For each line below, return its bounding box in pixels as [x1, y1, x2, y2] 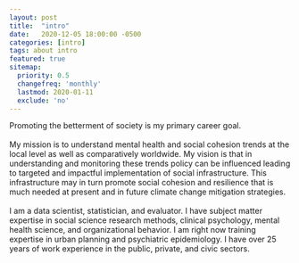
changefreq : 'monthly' [17, 79, 102, 88]
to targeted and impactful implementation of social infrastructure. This [9, 168, 268, 178]
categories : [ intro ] [9, 37, 87, 47]
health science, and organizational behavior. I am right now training [9, 225, 256, 235]
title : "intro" [9, 21, 70, 30]
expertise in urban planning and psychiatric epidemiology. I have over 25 [9, 234, 277, 245]
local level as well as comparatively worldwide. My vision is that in [9, 149, 253, 160]
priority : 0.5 [17, 71, 70, 80]
